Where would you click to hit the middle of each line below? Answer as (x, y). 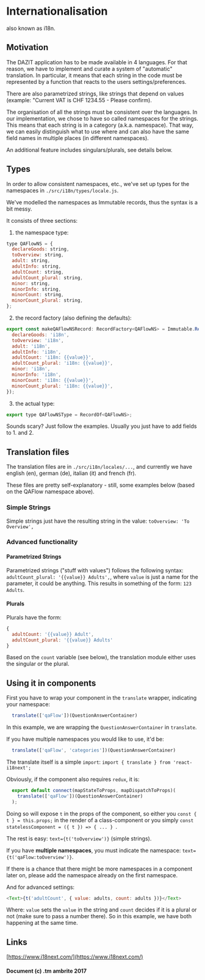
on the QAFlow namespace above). (50, 492)
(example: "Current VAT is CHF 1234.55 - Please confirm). (79, 100)
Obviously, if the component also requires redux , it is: (73, 779)
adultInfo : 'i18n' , (37, 352)
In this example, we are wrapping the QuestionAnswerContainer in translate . (102, 727)
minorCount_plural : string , (48, 301)
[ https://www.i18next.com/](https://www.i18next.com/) (75, 957)
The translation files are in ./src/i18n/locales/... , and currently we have (99, 467)
